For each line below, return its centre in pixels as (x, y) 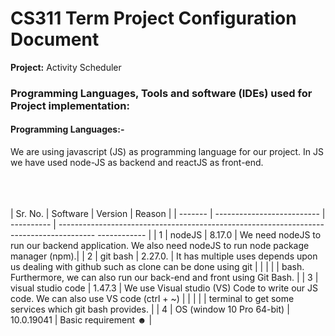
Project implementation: (70, 105)
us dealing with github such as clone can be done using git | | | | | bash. (157, 267)
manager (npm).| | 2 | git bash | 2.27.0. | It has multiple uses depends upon (164, 256)
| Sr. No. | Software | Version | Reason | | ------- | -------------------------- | (168, 214)
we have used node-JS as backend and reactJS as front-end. (137, 163)
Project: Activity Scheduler (66, 67)
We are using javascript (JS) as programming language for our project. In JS (167, 152)
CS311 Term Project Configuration (153, 18)
